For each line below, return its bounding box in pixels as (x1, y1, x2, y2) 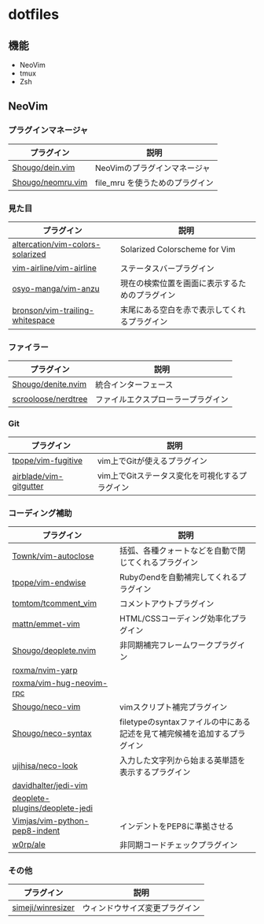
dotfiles (8, 6, 60, 24)
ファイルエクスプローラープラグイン (95, 394, 229, 405)
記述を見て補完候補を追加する (119, 728, 230, 739)
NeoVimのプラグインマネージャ (95, 162, 211, 173)
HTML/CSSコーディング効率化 (119, 613, 232, 624)
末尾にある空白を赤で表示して (120, 304, 230, 315)
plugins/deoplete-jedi (12, 802, 93, 813)
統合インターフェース (95, 380, 174, 391)
